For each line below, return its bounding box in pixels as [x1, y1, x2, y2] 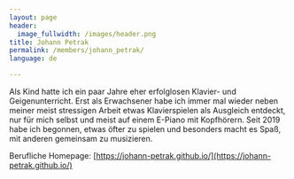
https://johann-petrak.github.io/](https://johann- [96, 151, 272, 160]
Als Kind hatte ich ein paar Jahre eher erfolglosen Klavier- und [9, 86, 236, 97]
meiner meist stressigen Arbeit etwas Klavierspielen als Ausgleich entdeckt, [9, 105, 286, 115]
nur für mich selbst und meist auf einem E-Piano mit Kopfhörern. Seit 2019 [9, 114, 281, 125]
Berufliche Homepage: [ [9, 151, 97, 160]
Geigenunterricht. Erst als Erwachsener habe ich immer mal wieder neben [9, 96, 279, 106]
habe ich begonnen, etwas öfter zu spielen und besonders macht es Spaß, [9, 124, 282, 134]
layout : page [9, 12, 58, 22]
